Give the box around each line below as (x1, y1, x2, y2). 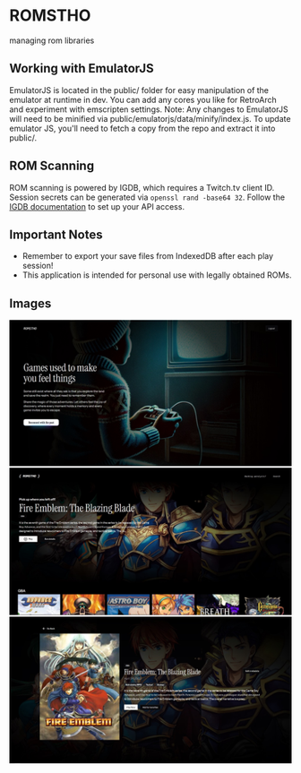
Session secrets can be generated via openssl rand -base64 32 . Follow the (9, 192, 285, 202)
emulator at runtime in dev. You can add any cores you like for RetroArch (9, 94, 277, 105)
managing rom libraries (9, 35, 95, 46)
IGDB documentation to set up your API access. (9, 201, 185, 211)
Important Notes (9, 227, 103, 242)
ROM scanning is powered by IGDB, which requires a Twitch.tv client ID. (9, 182, 275, 193)
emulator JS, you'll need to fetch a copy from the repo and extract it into (9, 123, 276, 133)
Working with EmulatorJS (9, 61, 154, 76)
